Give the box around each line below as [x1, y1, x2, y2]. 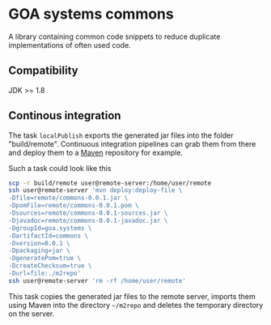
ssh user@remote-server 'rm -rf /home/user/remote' [8, 276, 186, 284]
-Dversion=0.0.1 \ [8, 239, 70, 247]
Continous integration [8, 109, 121, 122]
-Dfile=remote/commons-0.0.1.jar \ [8, 194, 129, 203]
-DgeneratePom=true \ [8, 254, 82, 263]
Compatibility [8, 64, 78, 78]
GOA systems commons [8, 5, 174, 24]
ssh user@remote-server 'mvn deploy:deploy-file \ [8, 186, 183, 195]
